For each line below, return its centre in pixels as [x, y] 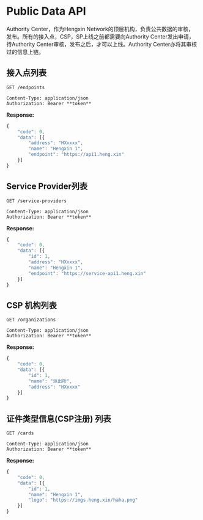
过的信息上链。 [25, 52]
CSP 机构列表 [31, 305]
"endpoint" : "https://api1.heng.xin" [76, 155]
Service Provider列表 [47, 187]
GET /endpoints [26, 87]
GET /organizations [31, 320]
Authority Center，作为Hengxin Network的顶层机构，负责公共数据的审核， [100, 29]
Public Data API [46, 11]
